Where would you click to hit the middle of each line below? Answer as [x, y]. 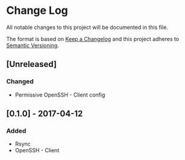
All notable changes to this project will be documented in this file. [87, 27]
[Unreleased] [32, 64]
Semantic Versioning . [33, 45]
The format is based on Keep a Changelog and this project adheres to [93, 39]
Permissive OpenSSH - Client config [60, 95]
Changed [20, 82]
